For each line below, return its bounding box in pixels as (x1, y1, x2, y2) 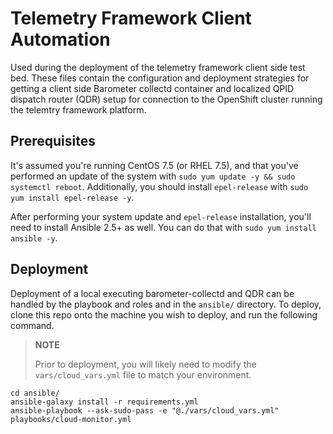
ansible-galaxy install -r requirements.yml (10, 397, 199, 407)
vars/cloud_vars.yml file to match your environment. (34, 368, 252, 381)
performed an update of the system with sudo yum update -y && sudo (10, 170, 296, 182)
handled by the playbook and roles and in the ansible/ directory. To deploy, (10, 298, 322, 310)
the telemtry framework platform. (10, 103, 147, 116)
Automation (10, 28, 111, 51)
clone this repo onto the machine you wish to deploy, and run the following (10, 308, 318, 321)
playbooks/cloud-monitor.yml (10, 414, 132, 424)
